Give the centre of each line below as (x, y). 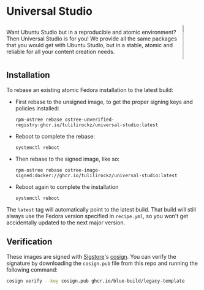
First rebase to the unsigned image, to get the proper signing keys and (104, 102)
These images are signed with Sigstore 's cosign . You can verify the (91, 256)
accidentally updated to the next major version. (66, 223)
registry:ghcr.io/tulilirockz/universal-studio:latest (87, 125)
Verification (29, 242)
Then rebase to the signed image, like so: (67, 159)
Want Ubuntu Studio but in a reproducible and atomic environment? (91, 32)
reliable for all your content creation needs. (61, 52)
